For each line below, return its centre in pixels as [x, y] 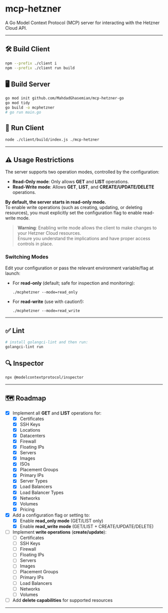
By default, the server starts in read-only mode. [56, 202]
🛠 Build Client [27, 49]
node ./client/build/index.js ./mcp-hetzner [52, 139]
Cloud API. [16, 28]
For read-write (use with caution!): [48, 301]
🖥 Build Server [28, 84]
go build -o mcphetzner [30, 108]
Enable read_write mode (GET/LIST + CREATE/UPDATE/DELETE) [87, 526]
